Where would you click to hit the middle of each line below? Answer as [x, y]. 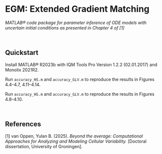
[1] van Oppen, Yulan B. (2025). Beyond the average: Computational [74, 136]
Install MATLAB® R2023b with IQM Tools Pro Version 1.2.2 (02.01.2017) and [81, 64]
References [23, 124]
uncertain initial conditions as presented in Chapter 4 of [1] [65, 27]
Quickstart [22, 53]
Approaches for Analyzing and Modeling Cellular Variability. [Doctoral [76, 141]
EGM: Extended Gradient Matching [77, 9]
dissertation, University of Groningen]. [44, 146]
